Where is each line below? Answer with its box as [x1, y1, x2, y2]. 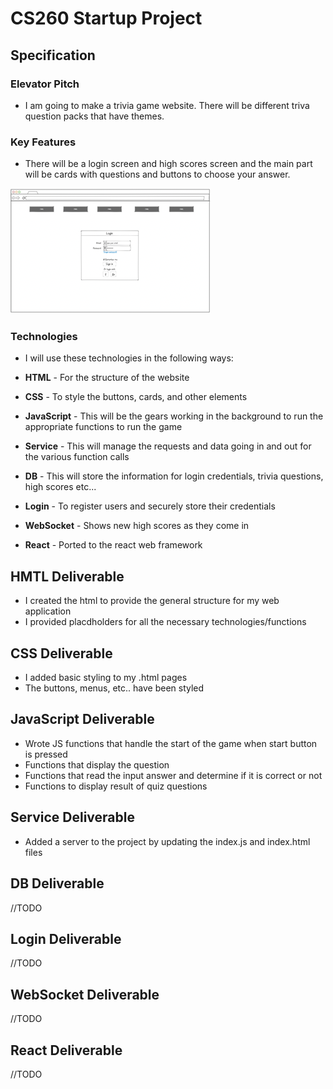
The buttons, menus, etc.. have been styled [24, 682, 205, 694]
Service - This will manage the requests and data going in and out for [24, 440, 312, 452]
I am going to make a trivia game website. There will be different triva [24, 99, 310, 111]
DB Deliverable [10, 875, 105, 892]
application [24, 605, 72, 617]
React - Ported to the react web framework [24, 539, 203, 551]
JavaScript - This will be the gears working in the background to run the [24, 410, 324, 422]
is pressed [24, 748, 68, 760]
